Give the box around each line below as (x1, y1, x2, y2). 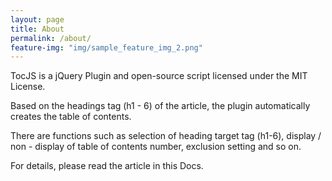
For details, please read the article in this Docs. (10, 160, 204, 172)
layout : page (10, 14, 65, 25)
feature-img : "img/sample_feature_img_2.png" (10, 42, 203, 53)
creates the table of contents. (10, 111, 132, 123)
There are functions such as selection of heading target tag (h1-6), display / (10, 130, 322, 142)
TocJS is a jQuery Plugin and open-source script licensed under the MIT (10, 70, 308, 82)
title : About (10, 24, 65, 34)
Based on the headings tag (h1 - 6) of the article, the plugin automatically (10, 100, 311, 112)
